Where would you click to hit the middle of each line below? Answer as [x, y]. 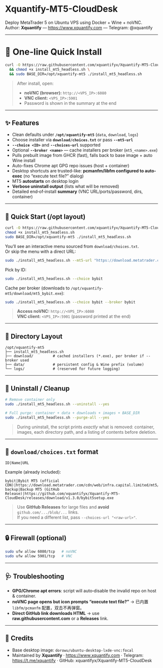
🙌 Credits [19, 639]
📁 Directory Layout [34, 336]
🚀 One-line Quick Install [53, 52]
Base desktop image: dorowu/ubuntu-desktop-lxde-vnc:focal [73, 650]
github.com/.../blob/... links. [48, 512]
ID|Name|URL [17, 463]
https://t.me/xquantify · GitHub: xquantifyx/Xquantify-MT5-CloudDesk [82, 660]
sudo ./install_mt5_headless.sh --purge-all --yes [57, 418]
